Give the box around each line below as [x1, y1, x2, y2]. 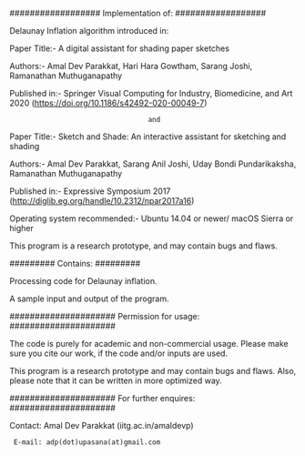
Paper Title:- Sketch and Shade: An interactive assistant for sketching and [9, 131, 287, 142]
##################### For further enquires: [9, 393, 196, 403]
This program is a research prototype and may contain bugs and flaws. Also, [9, 366, 297, 376]
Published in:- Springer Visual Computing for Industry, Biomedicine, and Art [9, 88, 293, 98]
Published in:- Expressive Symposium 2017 [9, 186, 171, 197]
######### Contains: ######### [9, 258, 141, 269]
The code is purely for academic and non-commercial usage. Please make [9, 339, 289, 349]
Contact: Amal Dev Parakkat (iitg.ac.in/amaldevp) [9, 421, 194, 431]
